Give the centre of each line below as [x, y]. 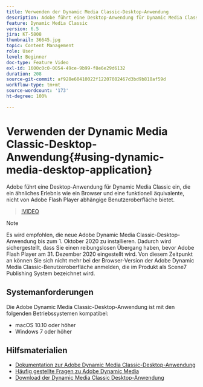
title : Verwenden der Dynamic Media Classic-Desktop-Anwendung [88, 12]
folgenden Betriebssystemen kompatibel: [57, 313]
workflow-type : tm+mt [34, 85]
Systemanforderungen [50, 292]
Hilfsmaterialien [37, 350]
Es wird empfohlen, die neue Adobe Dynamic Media [71, 235]
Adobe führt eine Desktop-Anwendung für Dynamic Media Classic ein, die [98, 187]
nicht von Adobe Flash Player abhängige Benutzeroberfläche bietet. [91, 200]
